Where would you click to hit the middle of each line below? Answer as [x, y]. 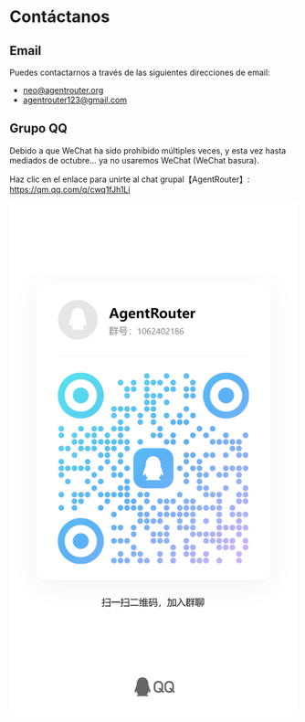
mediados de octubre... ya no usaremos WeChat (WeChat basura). [135, 160]
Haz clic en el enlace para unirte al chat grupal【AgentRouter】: [130, 179]
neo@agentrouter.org [63, 90]
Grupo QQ [39, 128]
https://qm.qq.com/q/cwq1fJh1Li [70, 189]
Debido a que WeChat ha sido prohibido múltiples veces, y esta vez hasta [148, 150]
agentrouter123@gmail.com [75, 100]
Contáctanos [60, 17]
